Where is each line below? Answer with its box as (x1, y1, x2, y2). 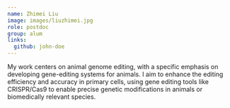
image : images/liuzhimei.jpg (7, 17, 93, 24)
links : (7, 37, 27, 44)
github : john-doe (13, 43, 65, 50)
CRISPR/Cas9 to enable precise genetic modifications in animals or (7, 85, 203, 93)
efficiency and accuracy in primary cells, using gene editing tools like (7, 78, 209, 85)
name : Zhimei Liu (7, 10, 59, 18)
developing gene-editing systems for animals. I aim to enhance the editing (7, 70, 224, 78)
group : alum (7, 30, 42, 37)
